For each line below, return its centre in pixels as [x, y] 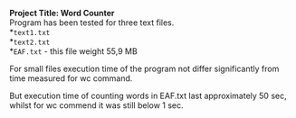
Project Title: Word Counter [62, 13]
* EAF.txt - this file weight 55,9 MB [73, 51]
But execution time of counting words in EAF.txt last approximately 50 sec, [148, 95]
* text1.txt [30, 32]
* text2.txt [30, 41]
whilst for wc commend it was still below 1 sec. [96, 105]
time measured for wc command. [71, 78]
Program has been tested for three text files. [92, 23]
